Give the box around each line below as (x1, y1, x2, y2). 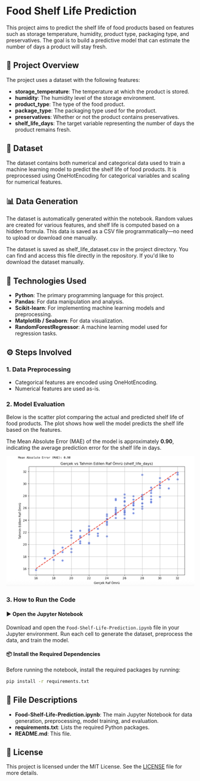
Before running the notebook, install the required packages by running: (6, 666, 181, 673)
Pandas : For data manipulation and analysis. (14, 298, 124, 306)
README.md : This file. (14, 730, 72, 737)
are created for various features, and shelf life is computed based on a (6, 221, 180, 228)
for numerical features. (6, 178, 63, 185)
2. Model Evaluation (6, 399, 65, 408)
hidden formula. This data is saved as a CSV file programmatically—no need (6, 228, 193, 235)
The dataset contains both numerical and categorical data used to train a (6, 159, 185, 166)
